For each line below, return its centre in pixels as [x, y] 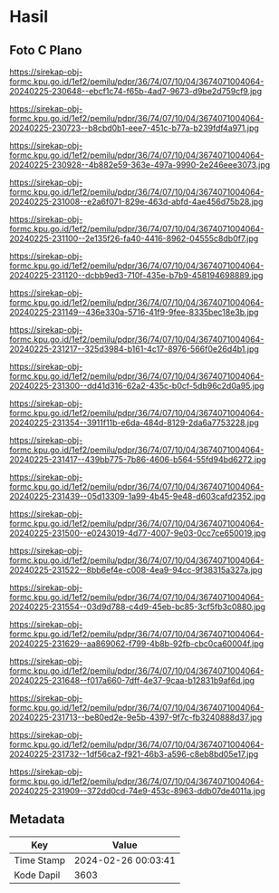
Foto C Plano [46, 50]
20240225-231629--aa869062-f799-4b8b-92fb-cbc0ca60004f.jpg [137, 644]
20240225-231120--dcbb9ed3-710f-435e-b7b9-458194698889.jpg [136, 275]
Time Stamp [40, 860]
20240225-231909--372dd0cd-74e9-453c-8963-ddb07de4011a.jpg [137, 791]
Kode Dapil [37, 875]
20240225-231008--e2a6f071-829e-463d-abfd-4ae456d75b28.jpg [136, 202]
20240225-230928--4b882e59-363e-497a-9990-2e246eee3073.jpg [140, 165]
